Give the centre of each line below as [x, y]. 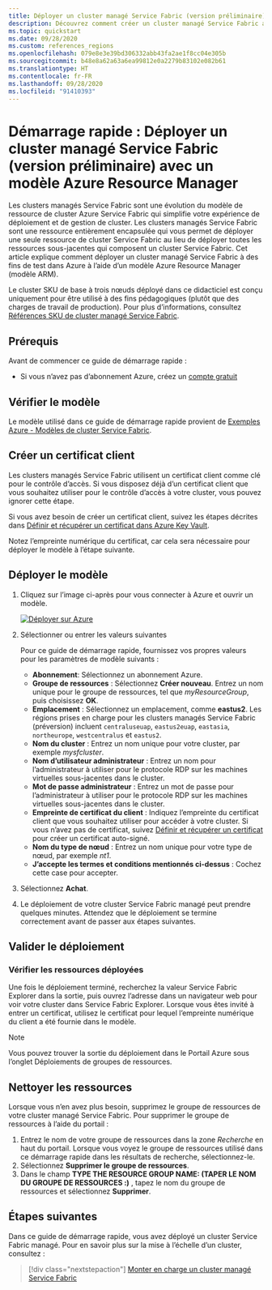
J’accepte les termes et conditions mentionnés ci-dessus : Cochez [147, 864]
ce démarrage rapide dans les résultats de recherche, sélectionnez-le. [137, 1157]
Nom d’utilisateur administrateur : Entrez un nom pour [124, 760]
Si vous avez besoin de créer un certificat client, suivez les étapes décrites [133, 516]
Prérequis [34, 341]
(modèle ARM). [34, 274]
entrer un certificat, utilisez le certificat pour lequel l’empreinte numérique [131, 1013]
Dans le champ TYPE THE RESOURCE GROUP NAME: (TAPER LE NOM [138, 1174]
